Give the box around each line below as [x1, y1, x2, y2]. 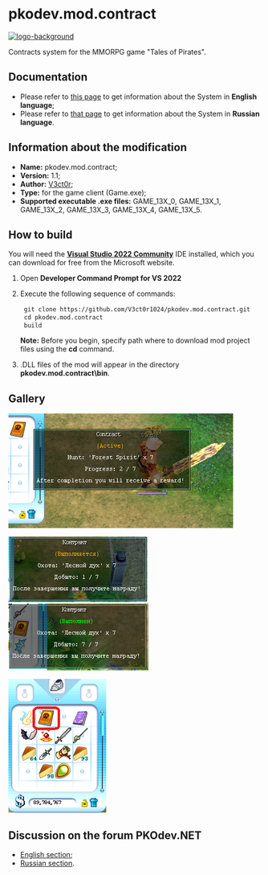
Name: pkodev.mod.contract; [19, 162, 118, 171]
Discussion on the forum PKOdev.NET [8, 828, 202, 842]
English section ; [19, 850, 73, 859]
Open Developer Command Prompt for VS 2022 [19, 273, 182, 283]
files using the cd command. [19, 344, 115, 354]
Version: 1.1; [19, 170, 61, 180]
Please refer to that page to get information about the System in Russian [19, 109, 260, 118]
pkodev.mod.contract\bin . [19, 368, 110, 378]
